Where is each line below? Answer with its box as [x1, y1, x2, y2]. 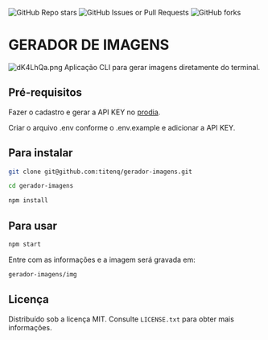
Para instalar [8, 146, 73, 160]
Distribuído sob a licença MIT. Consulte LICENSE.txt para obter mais [8, 314, 235, 324]
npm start [8, 240, 42, 248]
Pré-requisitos [8, 85, 83, 100]
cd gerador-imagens [8, 182, 74, 190]
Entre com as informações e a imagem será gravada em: [8, 255, 196, 264]
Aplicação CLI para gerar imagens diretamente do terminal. [64, 62, 261, 72]
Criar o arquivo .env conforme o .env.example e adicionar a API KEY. [8, 122, 236, 132]
